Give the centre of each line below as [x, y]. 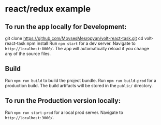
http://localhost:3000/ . [29, 117]
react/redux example [48, 9]
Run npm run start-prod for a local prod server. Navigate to [64, 112]
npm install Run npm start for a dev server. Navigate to [81, 43]
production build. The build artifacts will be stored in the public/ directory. [79, 85]
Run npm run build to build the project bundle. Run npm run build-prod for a [81, 80]
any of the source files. [28, 54]
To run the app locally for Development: [66, 27]
